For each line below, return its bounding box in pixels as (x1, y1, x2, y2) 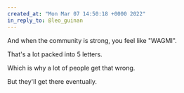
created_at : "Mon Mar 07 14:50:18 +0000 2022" (7, 10, 146, 18)
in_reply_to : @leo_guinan (7, 17, 83, 24)
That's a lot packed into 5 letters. (7, 50, 103, 58)
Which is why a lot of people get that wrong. (7, 63, 136, 72)
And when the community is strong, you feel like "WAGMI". (7, 36, 177, 44)
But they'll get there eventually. (7, 77, 97, 85)
